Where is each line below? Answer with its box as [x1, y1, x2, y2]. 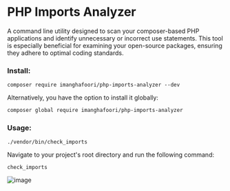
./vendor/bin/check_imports [7, 139, 88, 146]
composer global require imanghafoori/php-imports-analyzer [7, 107, 184, 114]
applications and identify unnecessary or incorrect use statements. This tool [7, 34, 224, 42]
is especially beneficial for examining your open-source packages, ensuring [7, 41, 222, 49]
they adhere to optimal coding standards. [7, 49, 124, 57]
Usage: [7, 123, 32, 133]
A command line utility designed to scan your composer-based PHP [7, 27, 200, 35]
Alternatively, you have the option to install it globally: [7, 93, 158, 102]
